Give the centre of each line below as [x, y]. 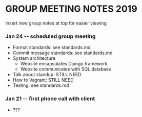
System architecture [34, 58]
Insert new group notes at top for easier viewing [56, 23]
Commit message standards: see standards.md [63, 53]
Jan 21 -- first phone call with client [50, 99]
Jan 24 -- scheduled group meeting [50, 36]
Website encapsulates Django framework [64, 64]
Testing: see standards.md [41, 85]
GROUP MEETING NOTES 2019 [71, 9]
